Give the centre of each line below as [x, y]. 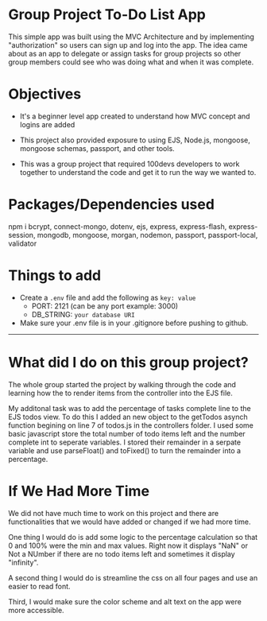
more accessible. [37, 610]
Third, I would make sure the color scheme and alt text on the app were [125, 601]
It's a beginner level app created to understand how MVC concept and [135, 116]
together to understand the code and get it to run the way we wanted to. [138, 172]
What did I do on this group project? [128, 362]
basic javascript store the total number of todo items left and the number [127, 433]
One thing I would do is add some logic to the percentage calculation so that [133, 537]
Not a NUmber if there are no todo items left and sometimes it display [122, 553]
